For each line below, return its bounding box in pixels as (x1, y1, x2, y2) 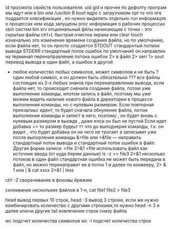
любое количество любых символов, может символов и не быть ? (12, 69, 159, 75)
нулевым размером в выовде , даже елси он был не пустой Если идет (12, 118, 167, 124)
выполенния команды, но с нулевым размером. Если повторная (12, 102, 155, 107)
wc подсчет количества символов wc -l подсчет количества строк (5, 218, 152, 224)
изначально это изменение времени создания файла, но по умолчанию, (5, 37, 164, 43)
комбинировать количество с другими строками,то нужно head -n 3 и (5, 202, 160, 208)
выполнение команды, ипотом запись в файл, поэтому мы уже (12, 91, 151, 97)
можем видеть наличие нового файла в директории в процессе (12, 96, 153, 102)
